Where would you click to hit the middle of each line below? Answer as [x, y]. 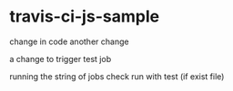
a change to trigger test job [61, 59]
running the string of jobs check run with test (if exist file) [117, 76]
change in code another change [69, 41]
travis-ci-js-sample [85, 17]
